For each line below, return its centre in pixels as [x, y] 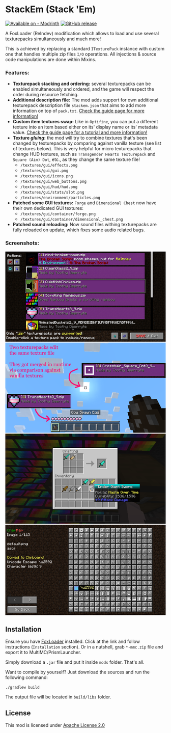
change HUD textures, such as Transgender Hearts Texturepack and [84, 154]
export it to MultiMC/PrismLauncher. [43, 653]
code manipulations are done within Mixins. [51, 59]
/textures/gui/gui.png [44, 171]
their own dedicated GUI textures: [48, 208]
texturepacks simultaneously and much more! [53, 39]
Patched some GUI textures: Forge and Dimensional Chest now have [84, 203]
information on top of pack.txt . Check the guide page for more [79, 111]
